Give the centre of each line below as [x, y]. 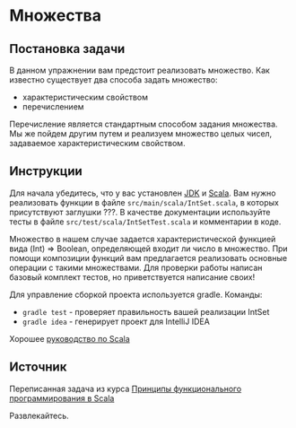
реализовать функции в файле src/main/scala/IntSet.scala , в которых [144, 202]
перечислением [53, 107]
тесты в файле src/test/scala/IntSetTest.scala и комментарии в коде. [145, 222]
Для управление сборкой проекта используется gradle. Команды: [136, 294]
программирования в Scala [62, 398]
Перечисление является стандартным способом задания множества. [144, 124]
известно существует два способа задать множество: [113, 80]
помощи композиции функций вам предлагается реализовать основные [148, 258]
